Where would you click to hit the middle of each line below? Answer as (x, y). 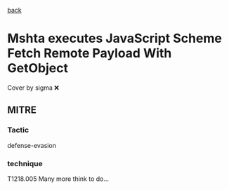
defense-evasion (32, 145)
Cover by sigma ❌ (33, 88)
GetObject (38, 68)
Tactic (18, 130)
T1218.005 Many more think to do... (58, 179)
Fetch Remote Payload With (90, 54)
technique (25, 163)
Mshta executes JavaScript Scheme (115, 39)
